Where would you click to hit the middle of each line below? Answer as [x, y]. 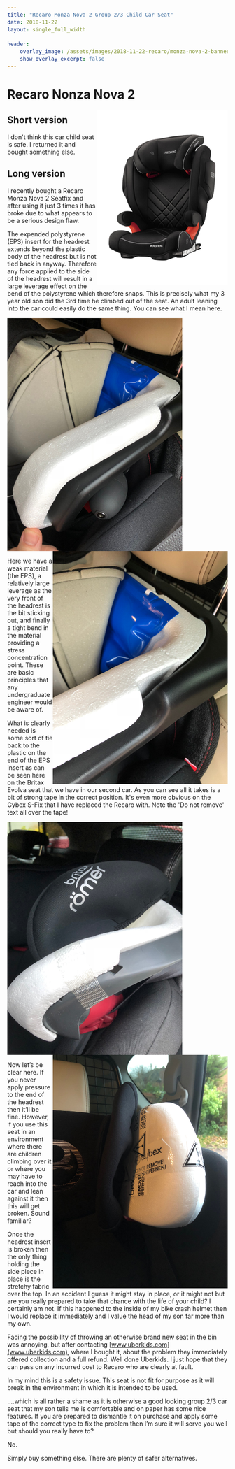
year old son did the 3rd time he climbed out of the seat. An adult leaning [113, 301]
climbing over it [29, 1161]
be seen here [26, 775]
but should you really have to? [51, 1431]
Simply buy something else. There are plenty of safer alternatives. [102, 1459]
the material [24, 636]
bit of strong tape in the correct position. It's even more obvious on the [109, 798]
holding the [23, 1264]
